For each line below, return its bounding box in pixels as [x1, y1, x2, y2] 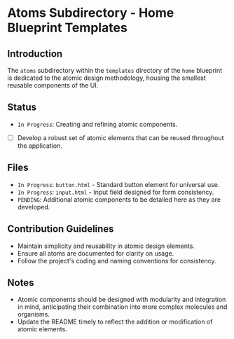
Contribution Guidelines [7, 223, 114, 235]
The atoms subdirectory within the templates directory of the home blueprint [7, 67, 223, 74]
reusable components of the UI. [7, 81, 99, 89]
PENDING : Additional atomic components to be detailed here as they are [17, 195, 221, 204]
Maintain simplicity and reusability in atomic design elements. [17, 242, 195, 250]
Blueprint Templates [7, 20, 128, 36]
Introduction [7, 48, 63, 60]
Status [7, 102, 37, 113]
